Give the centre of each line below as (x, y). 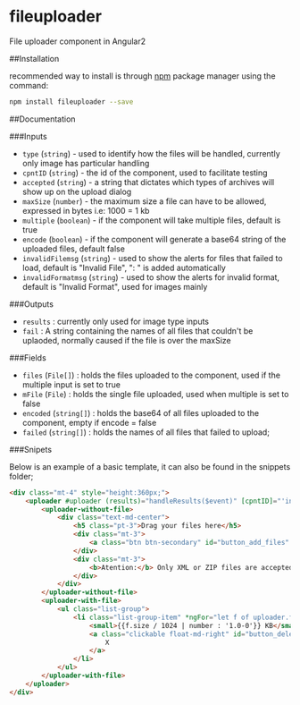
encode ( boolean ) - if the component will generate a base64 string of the (154, 239)
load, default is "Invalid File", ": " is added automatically (124, 268)
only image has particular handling (86, 163)
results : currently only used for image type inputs (116, 321)
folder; (21, 476)
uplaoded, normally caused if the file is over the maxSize (126, 340)
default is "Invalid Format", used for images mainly (115, 286)
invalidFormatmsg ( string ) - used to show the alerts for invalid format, (150, 277)
